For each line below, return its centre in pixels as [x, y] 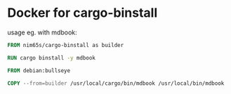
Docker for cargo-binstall [82, 13]
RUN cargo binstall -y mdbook [52, 58]
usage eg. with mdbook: [42, 32]
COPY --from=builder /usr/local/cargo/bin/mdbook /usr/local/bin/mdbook [116, 83]
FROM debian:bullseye [39, 70]
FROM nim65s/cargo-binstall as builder [66, 45]
